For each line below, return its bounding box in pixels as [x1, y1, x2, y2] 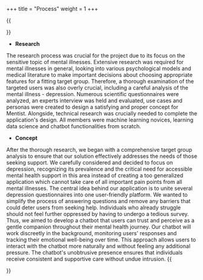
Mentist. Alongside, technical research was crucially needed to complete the [6, 110, 198, 117]
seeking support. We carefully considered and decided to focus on [6, 159, 173, 166]
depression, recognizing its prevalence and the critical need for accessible [6, 166, 193, 172]
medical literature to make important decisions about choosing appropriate [6, 71, 193, 78]
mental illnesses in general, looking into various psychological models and [6, 65, 191, 72]
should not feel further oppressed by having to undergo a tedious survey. [6, 210, 189, 217]
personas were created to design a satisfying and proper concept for [6, 103, 179, 111]
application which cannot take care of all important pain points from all [6, 178, 182, 185]
